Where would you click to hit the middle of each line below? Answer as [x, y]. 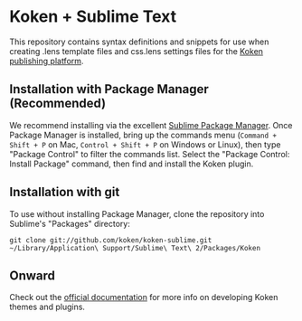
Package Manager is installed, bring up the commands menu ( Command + [143, 135]
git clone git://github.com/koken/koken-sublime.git [111, 240]
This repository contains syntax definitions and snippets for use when [139, 42]
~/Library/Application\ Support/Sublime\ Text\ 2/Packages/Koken [135, 248]
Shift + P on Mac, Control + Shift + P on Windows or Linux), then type [145, 144]
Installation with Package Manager [109, 89]
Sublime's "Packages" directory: [70, 223]
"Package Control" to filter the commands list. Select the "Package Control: [150, 154]
